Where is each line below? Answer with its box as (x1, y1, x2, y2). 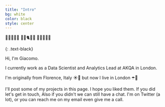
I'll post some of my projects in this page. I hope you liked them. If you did (5, 86, 156, 92)
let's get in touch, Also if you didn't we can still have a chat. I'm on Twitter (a (5, 91, 161, 97)
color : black (5, 16, 32, 21)
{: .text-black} (5, 46, 34, 52)
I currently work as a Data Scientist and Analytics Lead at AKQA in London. (5, 65, 157, 71)
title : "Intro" (5, 7, 37, 12)
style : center (5, 21, 35, 26)
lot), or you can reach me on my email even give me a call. (5, 97, 124, 103)
